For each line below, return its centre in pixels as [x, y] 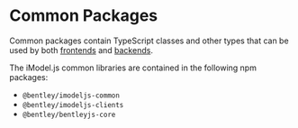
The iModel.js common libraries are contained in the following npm [133, 68]
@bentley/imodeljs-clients [73, 105]
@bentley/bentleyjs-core [69, 114]
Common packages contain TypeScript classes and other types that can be [149, 41]
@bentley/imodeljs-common [71, 96]
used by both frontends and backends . [81, 50]
